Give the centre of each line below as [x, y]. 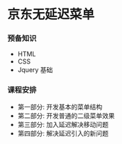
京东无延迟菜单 [51, 14]
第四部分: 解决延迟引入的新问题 [63, 133]
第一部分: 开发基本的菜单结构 [60, 107]
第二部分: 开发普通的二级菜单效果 [66, 115]
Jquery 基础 [35, 70]
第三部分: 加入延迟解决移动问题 [63, 124]
